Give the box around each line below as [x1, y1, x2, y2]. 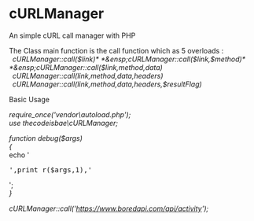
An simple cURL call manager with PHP [9, 31, 136, 40]
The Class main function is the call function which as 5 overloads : [9, 46, 224, 55]
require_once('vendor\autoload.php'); [9, 109, 131, 119]
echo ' [9, 150, 30, 160]
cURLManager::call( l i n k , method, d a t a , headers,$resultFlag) [12, 79, 203, 89]
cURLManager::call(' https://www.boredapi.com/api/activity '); [9, 204, 209, 213]
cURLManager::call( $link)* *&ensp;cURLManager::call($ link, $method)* [12, 54, 246, 64]
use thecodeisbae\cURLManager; [9, 118, 119, 127]
